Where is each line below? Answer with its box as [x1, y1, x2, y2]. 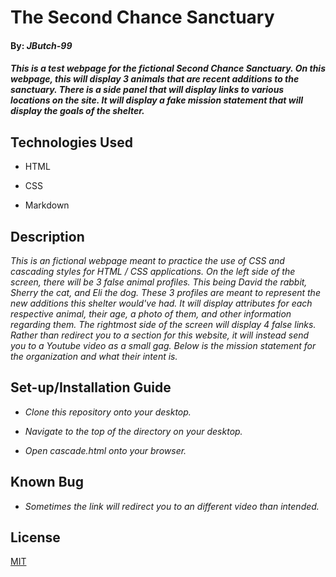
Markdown [24, 199, 70, 211]
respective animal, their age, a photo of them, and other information [10, 308, 292, 320]
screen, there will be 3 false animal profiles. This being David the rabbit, [10, 276, 308, 288]
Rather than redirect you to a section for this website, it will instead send [10, 329, 310, 341]
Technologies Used [10, 134, 133, 151]
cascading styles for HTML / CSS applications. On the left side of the [10, 266, 296, 277]
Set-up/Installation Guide [10, 379, 172, 396]
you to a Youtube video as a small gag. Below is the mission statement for [10, 340, 317, 351]
